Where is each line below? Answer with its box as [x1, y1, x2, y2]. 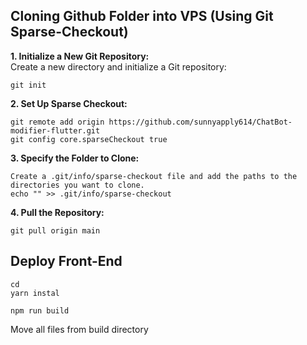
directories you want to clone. [10, 180, 145, 190]
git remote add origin [10, 117, 105, 127]
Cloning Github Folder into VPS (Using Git [10, 8, 274, 25]
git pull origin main [10, 225, 101, 236]
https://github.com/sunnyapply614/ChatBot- [108, 117, 293, 127]
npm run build [10, 305, 70, 316]
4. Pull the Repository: [10, 206, 105, 218]
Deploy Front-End [10, 253, 123, 270]
